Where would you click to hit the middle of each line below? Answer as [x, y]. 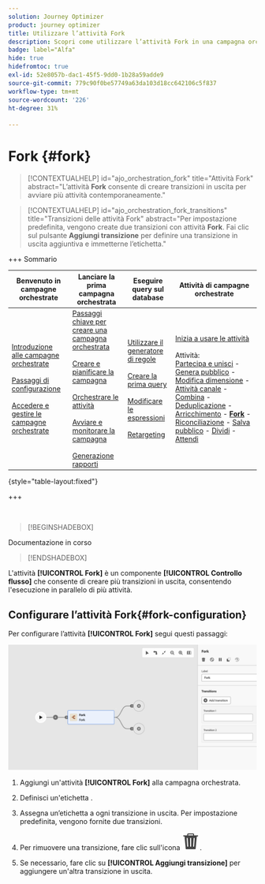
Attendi [187, 438]
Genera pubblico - [205, 371]
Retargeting [146, 435]
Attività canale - [201, 388]
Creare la [142, 376]
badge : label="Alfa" [42, 50]
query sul [148, 289]
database [148, 298]
